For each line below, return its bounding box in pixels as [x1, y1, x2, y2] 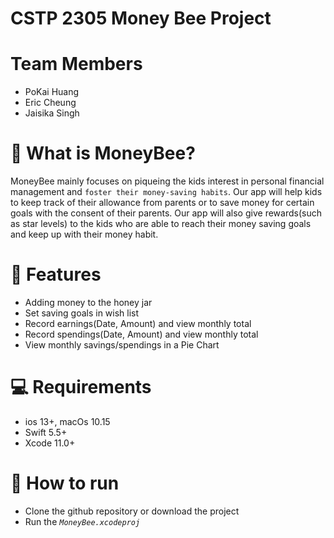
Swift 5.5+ [24, 426, 68, 438]
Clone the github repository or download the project [24, 505, 240, 517]
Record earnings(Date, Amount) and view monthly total [24, 318, 252, 329]
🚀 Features [10, 263, 102, 286]
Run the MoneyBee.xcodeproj [24, 515, 141, 527]
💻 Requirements [10, 376, 152, 399]
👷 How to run [10, 472, 120, 495]
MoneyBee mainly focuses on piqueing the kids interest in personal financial [10, 175, 325, 187]
